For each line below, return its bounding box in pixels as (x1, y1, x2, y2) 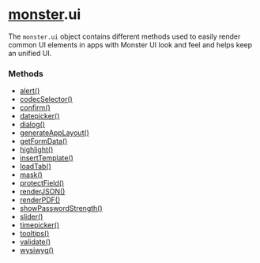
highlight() (19, 145, 54, 155)
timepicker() (19, 220, 60, 230)
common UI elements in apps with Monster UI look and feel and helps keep (8, 39, 253, 49)
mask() (19, 170, 43, 179)
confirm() (19, 103, 51, 112)
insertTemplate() (19, 153, 73, 163)
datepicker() (19, 111, 60, 121)
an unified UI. (8, 48, 52, 58)
